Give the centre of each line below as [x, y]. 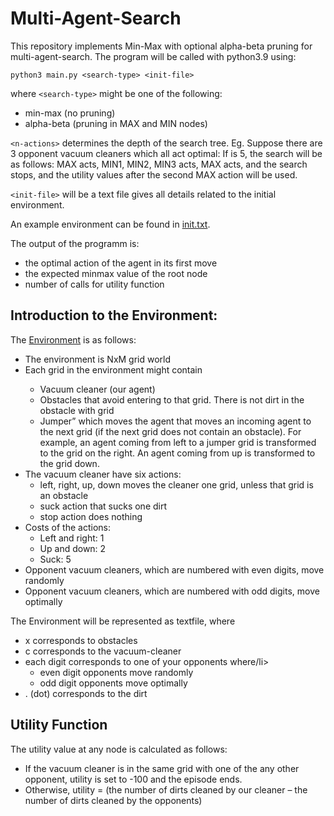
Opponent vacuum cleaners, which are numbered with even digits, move [174, 569]
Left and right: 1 [72, 538]
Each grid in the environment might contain [113, 369]
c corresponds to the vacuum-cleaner [103, 651]
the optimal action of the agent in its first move [121, 263]
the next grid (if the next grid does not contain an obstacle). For [170, 431]
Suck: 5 [55, 559]
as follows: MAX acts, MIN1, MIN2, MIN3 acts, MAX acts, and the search [159, 164]
